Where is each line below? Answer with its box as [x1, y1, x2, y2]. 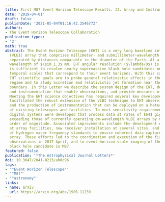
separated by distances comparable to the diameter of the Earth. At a [9, 57, 160, 62]
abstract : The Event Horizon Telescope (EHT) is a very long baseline [5, 48, 153, 53]
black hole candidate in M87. [9, 144, 71, 149]
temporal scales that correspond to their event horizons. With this [9, 71, 155, 76]
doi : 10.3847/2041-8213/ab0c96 [5, 157, 69, 162]
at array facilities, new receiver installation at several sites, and [9, 126, 160, 130]
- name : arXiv [5, 185, 34, 190]
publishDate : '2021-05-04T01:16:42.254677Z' [5, 21, 98, 26]
